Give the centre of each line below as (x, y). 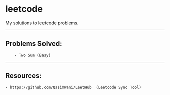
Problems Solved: (34, 44)
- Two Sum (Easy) (33, 55)
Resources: (24, 76)
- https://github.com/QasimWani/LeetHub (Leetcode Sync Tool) (73, 87)
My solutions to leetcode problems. (42, 23)
